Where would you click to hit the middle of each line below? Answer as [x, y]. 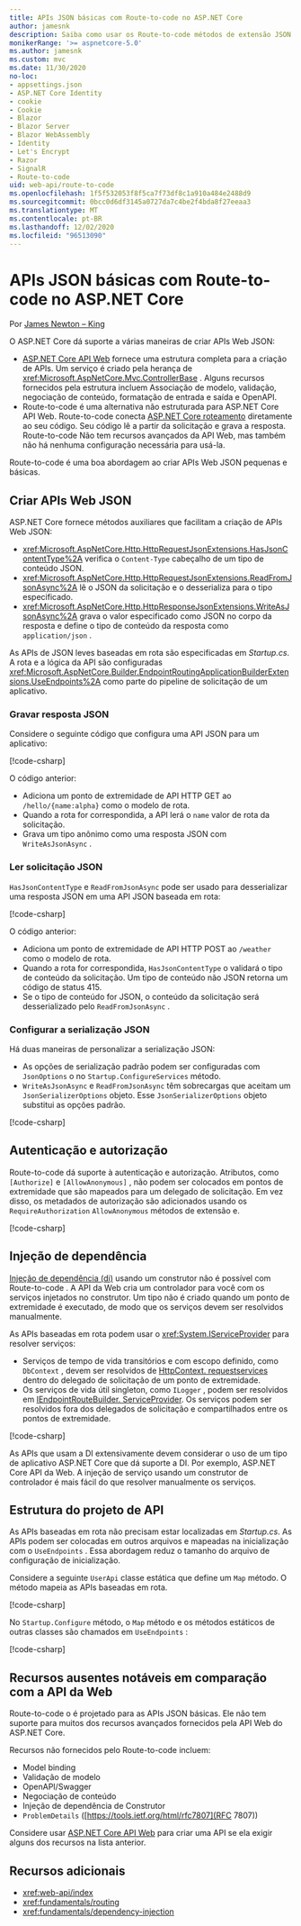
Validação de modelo [61, 1777]
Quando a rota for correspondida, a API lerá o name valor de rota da [146, 815]
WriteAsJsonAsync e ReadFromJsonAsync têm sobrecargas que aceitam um [156, 1086]
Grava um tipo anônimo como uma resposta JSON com [124, 834]
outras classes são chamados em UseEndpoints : [99, 1632]
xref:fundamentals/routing [71, 1903]
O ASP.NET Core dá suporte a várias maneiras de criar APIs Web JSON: [142, 341]
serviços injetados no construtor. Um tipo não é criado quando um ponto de [150, 1297]
